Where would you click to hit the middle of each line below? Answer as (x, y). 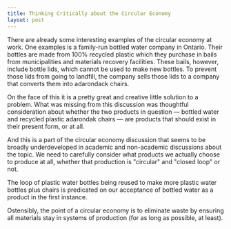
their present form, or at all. (46, 126)
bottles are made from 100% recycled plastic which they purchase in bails (112, 54)
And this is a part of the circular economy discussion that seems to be (107, 139)
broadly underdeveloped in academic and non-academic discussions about (114, 147)
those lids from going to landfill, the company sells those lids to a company (113, 76)
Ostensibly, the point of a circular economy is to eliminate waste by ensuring (115, 210)
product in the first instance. (47, 197)
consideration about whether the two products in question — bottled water (113, 112)
